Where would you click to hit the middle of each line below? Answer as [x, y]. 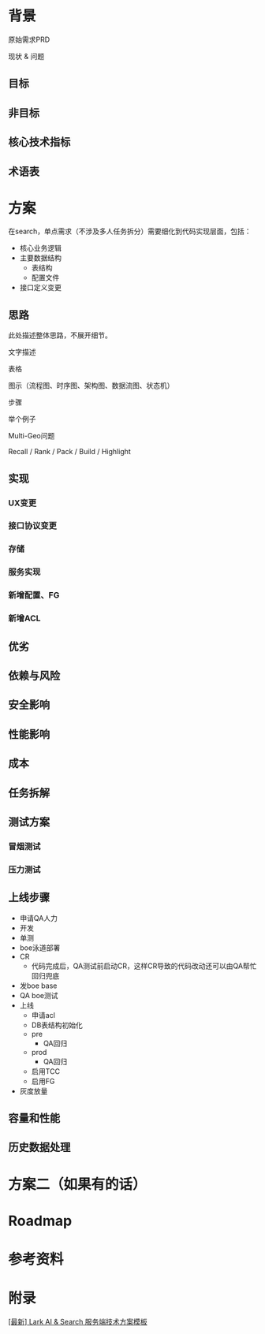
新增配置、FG [34, 595]
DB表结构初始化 [57, 1025]
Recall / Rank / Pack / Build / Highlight [70, 452]
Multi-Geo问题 [32, 436]
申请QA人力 [38, 918]
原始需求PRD [29, 39]
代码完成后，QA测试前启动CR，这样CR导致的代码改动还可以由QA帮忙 [144, 966]
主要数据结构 [40, 258]
